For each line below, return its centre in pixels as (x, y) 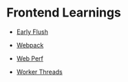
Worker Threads (39, 72)
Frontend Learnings (64, 13)
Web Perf (30, 58)
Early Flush (32, 32)
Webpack (30, 45)
